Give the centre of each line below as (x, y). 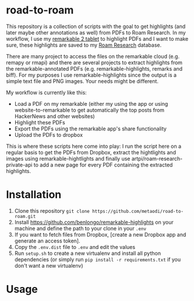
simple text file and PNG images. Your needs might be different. (82, 81)
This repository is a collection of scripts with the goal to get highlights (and (96, 26)
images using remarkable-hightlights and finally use (68, 158)
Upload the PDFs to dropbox (49, 134)
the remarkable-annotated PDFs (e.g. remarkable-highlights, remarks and (94, 68)
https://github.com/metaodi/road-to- (138, 211)
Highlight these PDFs (40, 122)
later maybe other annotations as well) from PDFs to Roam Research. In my (96, 32)
